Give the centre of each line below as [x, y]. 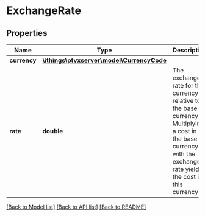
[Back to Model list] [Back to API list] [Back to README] [76, 207]
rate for [183, 85]
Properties [27, 33]
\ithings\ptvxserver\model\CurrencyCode [104, 60]
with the [184, 154]
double [53, 131]
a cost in [185, 131]
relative [183, 101]
